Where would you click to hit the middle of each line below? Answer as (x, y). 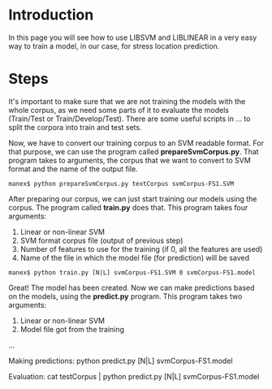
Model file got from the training (72, 329)
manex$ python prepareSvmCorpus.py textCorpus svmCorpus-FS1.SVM (121, 184)
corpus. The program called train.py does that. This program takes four (128, 207)
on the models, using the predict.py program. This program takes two (125, 296)
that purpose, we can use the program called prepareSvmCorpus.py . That (134, 151)
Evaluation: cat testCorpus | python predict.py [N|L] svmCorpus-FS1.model (134, 376)
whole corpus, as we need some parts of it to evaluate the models (119, 110)
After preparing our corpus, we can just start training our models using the (133, 199)
